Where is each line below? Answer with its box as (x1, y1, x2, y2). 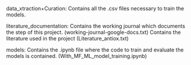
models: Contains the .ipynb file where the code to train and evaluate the (6, 46, 184, 53)
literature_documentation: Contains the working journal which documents (6, 23, 186, 29)
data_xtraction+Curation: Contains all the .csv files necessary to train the (6, 5, 184, 12)
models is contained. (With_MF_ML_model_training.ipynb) (6, 53, 147, 59)
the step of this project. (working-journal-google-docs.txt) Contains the (6, 29, 181, 36)
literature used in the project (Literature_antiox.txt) (6, 35, 129, 42)
